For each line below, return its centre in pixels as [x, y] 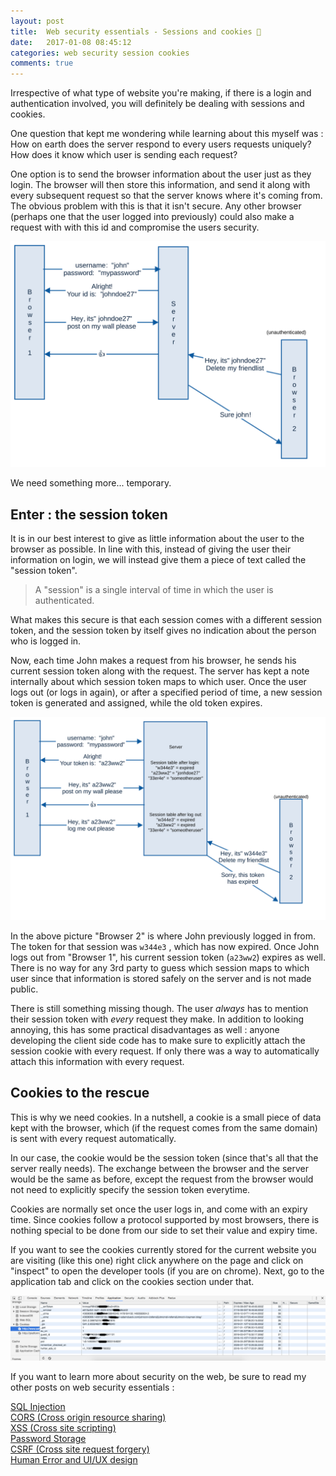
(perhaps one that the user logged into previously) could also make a [152, 217]
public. [24, 989]
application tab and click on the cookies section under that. [132, 1281]
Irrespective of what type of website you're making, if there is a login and [161, 93]
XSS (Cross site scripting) [63, 1428]
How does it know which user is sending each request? [124, 155]
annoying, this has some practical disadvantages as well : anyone [145, 1030]
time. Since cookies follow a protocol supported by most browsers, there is [165, 1219]
